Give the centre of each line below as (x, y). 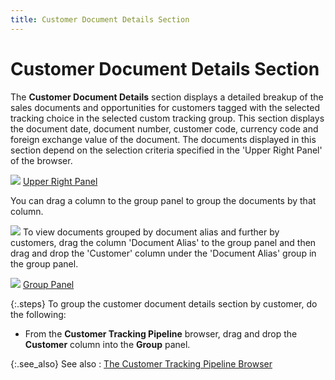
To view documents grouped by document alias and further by (151, 232)
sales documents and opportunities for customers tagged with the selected (165, 107)
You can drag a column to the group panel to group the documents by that (163, 200)
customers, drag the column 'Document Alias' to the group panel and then (163, 242)
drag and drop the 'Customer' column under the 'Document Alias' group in (163, 253)
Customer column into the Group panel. (107, 344)
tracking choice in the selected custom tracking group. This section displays (167, 118)
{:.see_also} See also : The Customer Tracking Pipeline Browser (141, 363)
